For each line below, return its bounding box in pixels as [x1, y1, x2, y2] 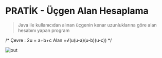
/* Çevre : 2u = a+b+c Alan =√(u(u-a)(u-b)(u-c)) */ [5, 37, 112, 43]
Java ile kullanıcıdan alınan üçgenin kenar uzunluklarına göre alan [17, 22, 157, 28]
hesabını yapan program [17, 27, 70, 33]
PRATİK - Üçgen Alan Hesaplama [5, 5, 149, 17]
